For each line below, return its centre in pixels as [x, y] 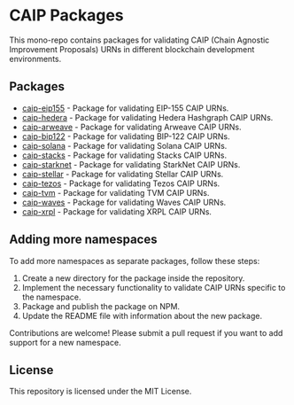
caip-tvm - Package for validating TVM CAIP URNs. [116, 192]
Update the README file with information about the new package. [142, 315]
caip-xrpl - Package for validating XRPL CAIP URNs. [117, 211]
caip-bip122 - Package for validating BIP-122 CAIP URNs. [126, 136]
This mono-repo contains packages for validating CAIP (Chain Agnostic [139, 40]
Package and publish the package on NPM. [101, 306]
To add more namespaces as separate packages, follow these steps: [135, 261]
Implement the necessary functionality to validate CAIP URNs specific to [154, 287]
